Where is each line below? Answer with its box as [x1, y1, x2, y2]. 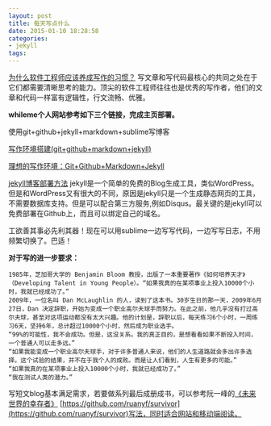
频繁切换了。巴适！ [8, 236, 73, 245]
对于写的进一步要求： [8, 253, 79, 262]
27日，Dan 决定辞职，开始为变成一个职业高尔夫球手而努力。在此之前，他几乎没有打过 [8, 305, 252, 313]
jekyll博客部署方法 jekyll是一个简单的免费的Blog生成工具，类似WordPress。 [8, 178, 259, 188]
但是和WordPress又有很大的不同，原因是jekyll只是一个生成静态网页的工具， [8, 189, 260, 198]
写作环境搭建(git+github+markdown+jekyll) [8, 144, 152, 153]
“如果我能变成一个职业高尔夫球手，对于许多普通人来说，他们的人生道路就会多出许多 [8, 348, 246, 356]
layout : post [8, 11, 52, 20]
